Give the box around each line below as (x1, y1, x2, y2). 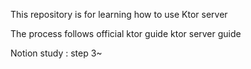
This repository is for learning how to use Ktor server (10, 9, 228, 20)
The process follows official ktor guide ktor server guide (10, 28, 242, 39)
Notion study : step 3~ (10, 47, 103, 59)
